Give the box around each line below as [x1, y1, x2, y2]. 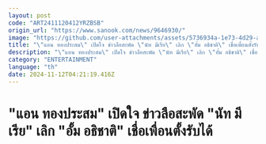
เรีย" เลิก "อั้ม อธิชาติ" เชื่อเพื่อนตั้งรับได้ [8, 122, 213, 139]
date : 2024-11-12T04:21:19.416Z [8, 70, 115, 78]
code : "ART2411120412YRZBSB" [8, 19, 104, 27]
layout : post [8, 11, 51, 20]
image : [8, 33, 30, 42]
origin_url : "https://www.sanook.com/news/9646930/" [8, 26, 186, 34]
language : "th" [8, 63, 59, 71]
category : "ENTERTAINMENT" [8, 56, 97, 64]
